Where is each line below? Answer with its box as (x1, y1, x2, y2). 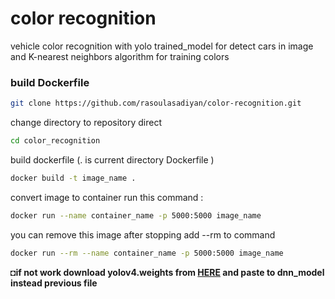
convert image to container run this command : (10, 191, 204, 203)
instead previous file (10, 277, 98, 289)
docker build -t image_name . (10, 173, 137, 183)
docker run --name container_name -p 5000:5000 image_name (10, 210, 262, 221)
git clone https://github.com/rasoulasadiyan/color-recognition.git (10, 98, 302, 109)
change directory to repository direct (10, 117, 162, 129)
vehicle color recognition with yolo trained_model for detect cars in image (10, 40, 314, 52)
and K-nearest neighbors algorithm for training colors (10, 50, 230, 62)
